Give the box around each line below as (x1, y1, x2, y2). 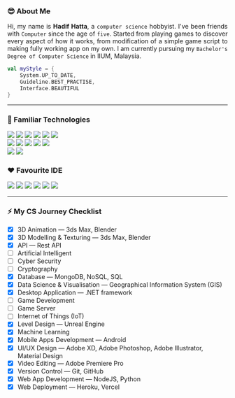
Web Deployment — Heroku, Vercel (17, 383, 120, 391)
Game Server (17, 304, 56, 313)
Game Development (17, 297, 75, 305)
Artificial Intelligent (17, 248, 72, 257)
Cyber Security (17, 257, 62, 265)
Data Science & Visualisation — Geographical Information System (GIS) (17, 280, 222, 289)
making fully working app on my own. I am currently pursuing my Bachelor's (7, 45, 228, 53)
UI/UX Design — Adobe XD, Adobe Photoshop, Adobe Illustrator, (17, 343, 204, 352)
